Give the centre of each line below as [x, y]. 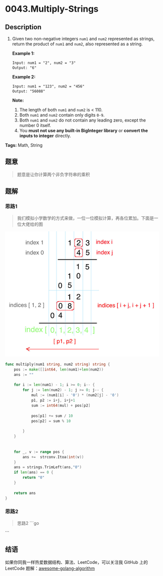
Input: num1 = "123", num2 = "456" [48, 86]
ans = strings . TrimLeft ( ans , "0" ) [48, 467]
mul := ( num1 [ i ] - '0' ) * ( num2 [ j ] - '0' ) [75, 395]
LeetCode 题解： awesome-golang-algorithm [50, 568]
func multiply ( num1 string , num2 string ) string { [58, 364]
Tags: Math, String [24, 145]
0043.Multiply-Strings [52, 9]
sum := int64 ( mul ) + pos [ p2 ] [61, 405]
